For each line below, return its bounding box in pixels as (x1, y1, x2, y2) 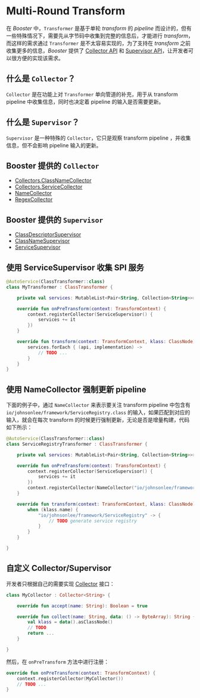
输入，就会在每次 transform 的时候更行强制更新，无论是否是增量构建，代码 (6, 416, 190, 424)
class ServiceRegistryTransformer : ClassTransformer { (6, 441, 148, 447)
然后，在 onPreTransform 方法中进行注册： (6, 658, 110, 665)
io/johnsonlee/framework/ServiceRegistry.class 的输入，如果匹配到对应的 (6, 409, 190, 416)
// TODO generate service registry (48, 518, 137, 524)
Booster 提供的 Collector (6, 160, 99, 171)
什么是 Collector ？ (6, 73, 76, 84)
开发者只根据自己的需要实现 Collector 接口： (6, 580, 115, 587)
